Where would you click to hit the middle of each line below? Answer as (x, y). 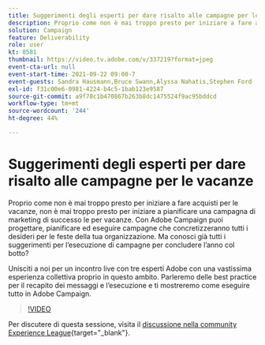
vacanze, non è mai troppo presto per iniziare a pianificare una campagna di (132, 211)
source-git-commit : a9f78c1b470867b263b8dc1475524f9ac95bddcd (112, 96)
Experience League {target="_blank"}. (69, 332)
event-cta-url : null (42, 67)
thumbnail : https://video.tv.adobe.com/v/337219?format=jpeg (111, 60)
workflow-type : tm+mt (44, 103)
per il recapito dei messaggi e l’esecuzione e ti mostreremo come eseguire (129, 285)
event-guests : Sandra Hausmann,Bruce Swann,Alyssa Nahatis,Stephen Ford (130, 81)
